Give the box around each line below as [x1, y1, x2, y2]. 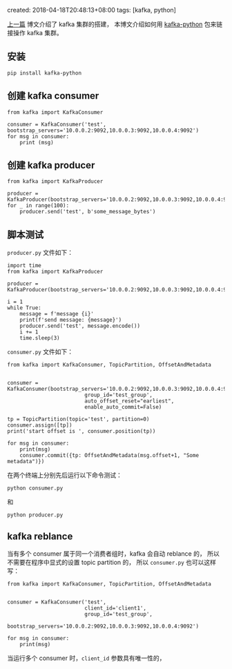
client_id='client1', [84, 605, 147, 612]
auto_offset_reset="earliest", [84, 398, 175, 405]
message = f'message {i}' [19, 311, 95, 318]
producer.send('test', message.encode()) [19, 322, 140, 330]
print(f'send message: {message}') [19, 317, 122, 324]
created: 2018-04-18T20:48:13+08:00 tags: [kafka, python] [7, 6, 176, 14]
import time [7, 262, 41, 269]
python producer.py [7, 512, 64, 518]
